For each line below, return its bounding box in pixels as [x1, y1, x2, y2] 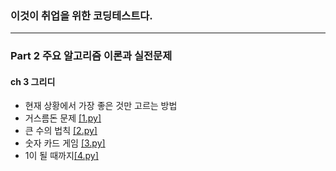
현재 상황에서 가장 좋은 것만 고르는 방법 [24, 100, 178, 112]
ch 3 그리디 [10, 75, 56, 87]
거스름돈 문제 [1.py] [24, 112, 102, 124]
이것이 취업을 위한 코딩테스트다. [10, 8, 153, 22]
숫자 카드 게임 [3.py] [24, 137, 106, 149]
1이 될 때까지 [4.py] [24, 150, 99, 162]
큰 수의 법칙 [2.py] [24, 125, 98, 137]
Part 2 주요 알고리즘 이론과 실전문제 [10, 49, 173, 63]
